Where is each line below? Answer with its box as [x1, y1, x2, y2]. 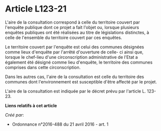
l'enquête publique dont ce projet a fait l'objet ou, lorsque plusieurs [5, 24, 139, 30]
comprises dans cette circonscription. [5, 64, 81, 70]
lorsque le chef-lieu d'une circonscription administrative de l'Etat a [5, 54, 138, 60]
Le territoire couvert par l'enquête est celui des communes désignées [5, 44, 145, 50]
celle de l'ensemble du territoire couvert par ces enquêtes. [5, 35, 122, 40]
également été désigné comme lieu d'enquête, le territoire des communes [5, 59, 153, 65]
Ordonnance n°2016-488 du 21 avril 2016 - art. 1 [12, 121, 109, 127]
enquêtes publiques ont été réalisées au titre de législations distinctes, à [5, 29, 149, 35]
